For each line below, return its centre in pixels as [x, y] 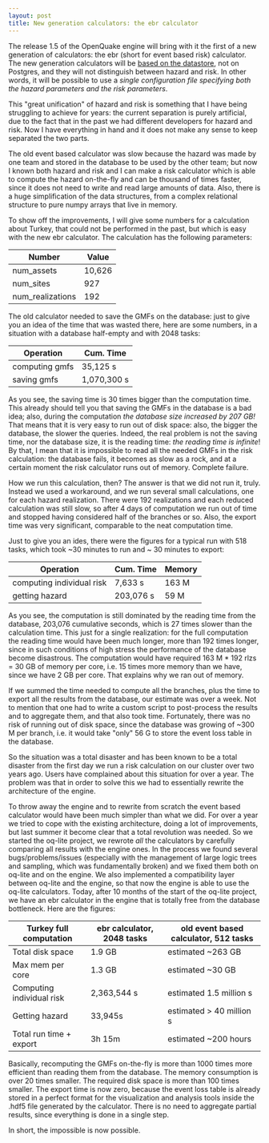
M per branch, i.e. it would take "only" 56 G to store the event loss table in [130, 732]
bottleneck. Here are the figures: [62, 908]
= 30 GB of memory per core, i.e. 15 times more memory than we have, [125, 666]
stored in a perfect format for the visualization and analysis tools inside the [131, 1097]
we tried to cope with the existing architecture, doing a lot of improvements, [133, 823]
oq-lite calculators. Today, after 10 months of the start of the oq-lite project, [133, 891]
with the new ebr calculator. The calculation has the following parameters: [130, 237]
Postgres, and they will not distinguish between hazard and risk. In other [127, 71]
